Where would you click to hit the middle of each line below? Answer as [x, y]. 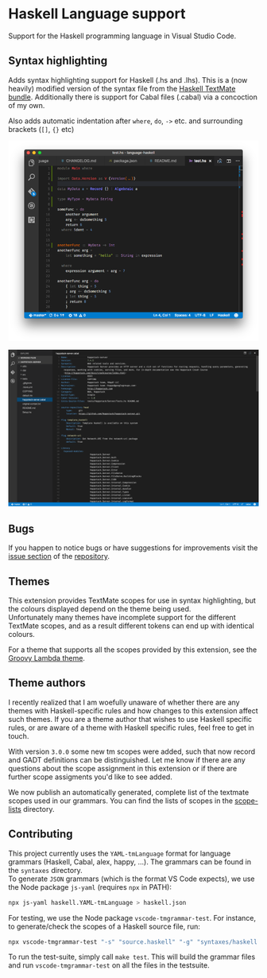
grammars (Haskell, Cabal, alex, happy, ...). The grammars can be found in [130, 862]
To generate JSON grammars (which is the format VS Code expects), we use [132, 879]
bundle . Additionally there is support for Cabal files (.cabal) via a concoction [133, 97]
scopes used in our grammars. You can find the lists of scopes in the [120, 801]
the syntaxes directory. [45, 870]
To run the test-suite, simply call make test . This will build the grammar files [132, 957]
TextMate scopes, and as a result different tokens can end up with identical [131, 626]
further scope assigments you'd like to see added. [90, 777]
